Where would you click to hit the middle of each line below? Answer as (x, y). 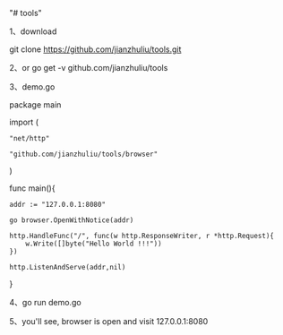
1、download (33, 31)
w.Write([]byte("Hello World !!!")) (94, 244)
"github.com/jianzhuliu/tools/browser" (84, 154)
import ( (24, 122)
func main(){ (32, 188)
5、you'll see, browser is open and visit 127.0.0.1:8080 (109, 321)
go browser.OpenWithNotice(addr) (72, 220)
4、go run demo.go (46, 302)
